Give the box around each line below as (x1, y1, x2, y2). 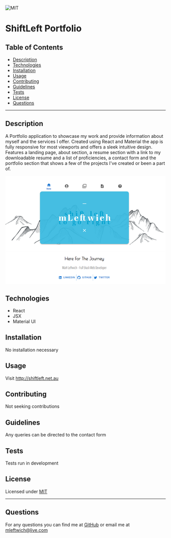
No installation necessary (5, 347, 59, 353)
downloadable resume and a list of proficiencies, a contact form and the (5, 155, 156, 161)
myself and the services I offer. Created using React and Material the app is (5, 138, 163, 144)
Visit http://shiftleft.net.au (5, 375, 59, 381)
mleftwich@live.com (5, 527, 48, 533)
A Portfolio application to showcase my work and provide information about (5, 133, 164, 139)
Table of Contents (5, 43, 64, 52)
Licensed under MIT (5, 488, 47, 495)
